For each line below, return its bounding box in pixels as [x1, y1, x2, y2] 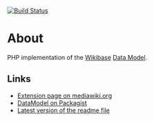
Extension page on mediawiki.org [17, 91, 113, 100]
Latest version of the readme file [17, 106, 110, 114]
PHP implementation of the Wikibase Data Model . [7, 53, 148, 61]
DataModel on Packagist [17, 98, 88, 107]
